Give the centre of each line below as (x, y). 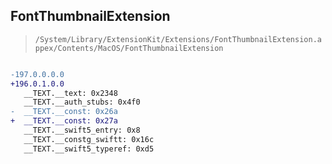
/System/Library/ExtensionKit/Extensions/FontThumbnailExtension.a (178, 39)
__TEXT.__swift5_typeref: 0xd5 (89, 149)
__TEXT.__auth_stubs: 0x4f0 (82, 102)
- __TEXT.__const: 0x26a (64, 112)
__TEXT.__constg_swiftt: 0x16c (89, 139)
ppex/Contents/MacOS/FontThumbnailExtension (129, 48)
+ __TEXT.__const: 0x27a (64, 121)
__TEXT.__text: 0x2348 (70, 93)
